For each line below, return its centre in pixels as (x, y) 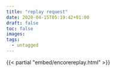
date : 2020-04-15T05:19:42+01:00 (48, 17)
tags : (13, 40)
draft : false (22, 23)
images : (16, 34)
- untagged (25, 46)
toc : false (20, 28)
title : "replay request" (37, 12)
